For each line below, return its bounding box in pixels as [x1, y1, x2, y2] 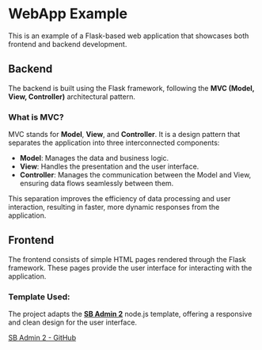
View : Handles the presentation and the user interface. [19, 162, 199, 171]
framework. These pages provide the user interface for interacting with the [8, 263, 253, 272]
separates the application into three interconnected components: [8, 138, 220, 147]
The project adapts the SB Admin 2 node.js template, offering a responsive [8, 310, 253, 319]
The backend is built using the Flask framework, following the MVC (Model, [8, 83, 255, 93]
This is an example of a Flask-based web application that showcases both [8, 31, 249, 40]
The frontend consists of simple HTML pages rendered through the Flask [8, 254, 247, 264]
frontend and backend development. [8, 39, 127, 48]
